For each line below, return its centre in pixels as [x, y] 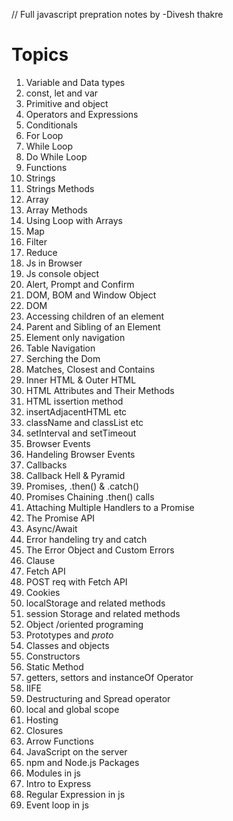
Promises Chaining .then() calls [90, 496]
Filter [36, 241]
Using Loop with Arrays [74, 220]
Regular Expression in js [75, 794]
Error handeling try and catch [86, 539]
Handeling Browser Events [80, 454]
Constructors [53, 656]
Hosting [42, 720]
